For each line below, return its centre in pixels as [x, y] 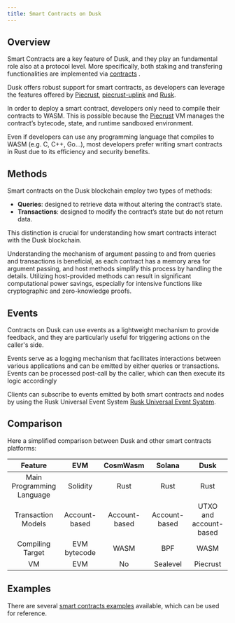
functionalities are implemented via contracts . [74, 74]
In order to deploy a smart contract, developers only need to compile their [114, 109]
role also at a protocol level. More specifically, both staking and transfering [115, 67]
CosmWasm [124, 465]
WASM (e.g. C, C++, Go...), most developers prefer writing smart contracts [115, 144]
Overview [29, 42]
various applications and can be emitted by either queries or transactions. [114, 366]
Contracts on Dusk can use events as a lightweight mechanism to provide [113, 330]
